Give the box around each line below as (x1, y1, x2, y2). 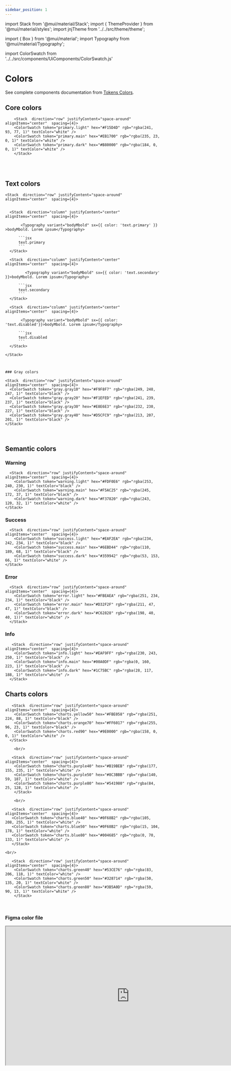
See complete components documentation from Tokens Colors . (5, 89, 134, 95)
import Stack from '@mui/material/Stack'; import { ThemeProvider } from (5, 21, 154, 27)
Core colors (5, 103, 42, 112)
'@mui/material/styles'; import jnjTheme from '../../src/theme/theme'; (5, 26, 145, 32)
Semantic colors (5, 444, 57, 453)
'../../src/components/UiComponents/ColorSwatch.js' (5, 55, 113, 62)
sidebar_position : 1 (5, 7, 48, 12)
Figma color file (5, 914, 43, 921)
